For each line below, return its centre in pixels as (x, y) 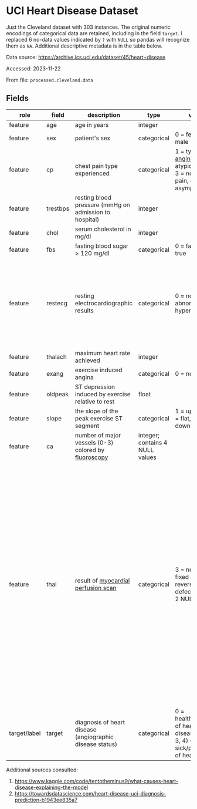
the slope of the (97, 411)
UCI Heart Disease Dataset (72, 11)
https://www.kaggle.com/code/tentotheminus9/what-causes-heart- (96, 781)
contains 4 (153, 443)
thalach (57, 356)
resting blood (93, 197)
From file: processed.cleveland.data (50, 80)
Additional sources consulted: (42, 770)
